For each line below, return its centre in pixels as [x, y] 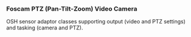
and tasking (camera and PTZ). [45, 28]
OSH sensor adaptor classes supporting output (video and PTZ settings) [96, 22]
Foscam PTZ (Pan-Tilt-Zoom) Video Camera [72, 9]
